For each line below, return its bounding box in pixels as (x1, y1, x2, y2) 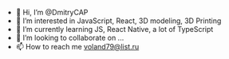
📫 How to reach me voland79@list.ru (15, 42, 140, 51)
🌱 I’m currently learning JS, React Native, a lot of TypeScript (15, 25, 214, 33)
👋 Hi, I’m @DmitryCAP (15, 8, 89, 17)
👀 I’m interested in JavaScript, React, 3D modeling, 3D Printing (15, 16, 222, 26)
